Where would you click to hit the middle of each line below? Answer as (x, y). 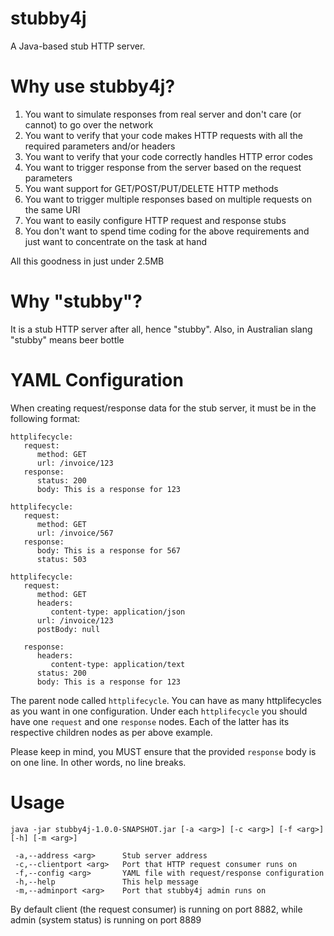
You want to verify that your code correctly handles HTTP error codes (168, 156)
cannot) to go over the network (89, 124)
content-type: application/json (118, 612)
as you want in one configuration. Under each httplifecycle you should (159, 711)
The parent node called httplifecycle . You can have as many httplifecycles (166, 700)
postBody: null (68, 629)
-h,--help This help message (106, 882)
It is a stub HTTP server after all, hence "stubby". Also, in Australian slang (161, 329)
